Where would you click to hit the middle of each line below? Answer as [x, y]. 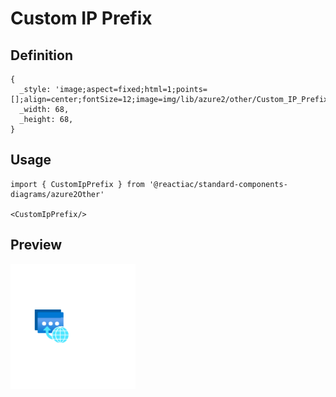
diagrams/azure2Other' [57, 194]
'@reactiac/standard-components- [218, 184]
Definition [41, 55]
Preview [36, 245]
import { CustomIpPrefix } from [77, 184]
